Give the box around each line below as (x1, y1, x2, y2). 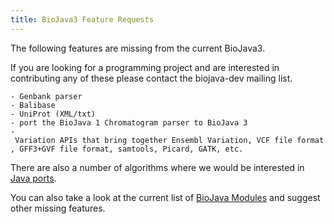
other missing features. (10, 202, 106, 214)
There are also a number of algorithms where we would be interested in (10, 161, 305, 173)
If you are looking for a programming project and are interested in (10, 61, 280, 73)
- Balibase (10, 100, 56, 110)
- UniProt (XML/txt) (10, 109, 97, 119)
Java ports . (10, 172, 57, 184)
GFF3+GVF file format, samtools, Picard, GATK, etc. (19, 144, 244, 154)
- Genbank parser (10, 91, 83, 101)
